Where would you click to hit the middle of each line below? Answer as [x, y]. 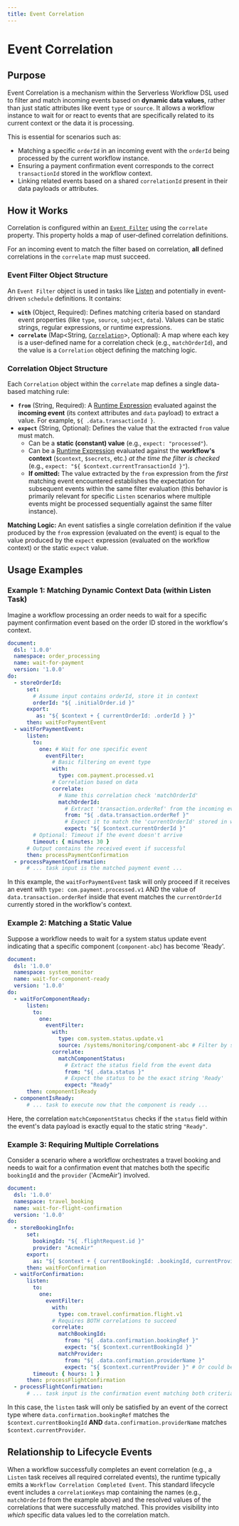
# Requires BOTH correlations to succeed [114, 1321]
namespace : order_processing [57, 656]
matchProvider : [80, 1354]
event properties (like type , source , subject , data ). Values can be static [121, 320]
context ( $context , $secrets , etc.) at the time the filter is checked [124, 458]
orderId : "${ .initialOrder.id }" [84, 702]
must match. [36, 436]
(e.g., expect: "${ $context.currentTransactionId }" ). [109, 466]
